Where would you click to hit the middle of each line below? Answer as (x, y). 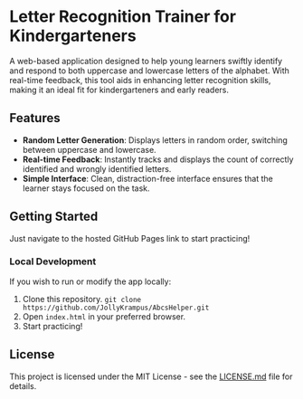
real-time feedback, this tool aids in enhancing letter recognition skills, (140, 80)
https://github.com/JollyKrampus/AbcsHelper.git (116, 308)
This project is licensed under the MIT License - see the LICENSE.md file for (151, 376)
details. (23, 385)
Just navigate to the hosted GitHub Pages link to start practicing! (130, 238)
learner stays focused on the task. (86, 188)
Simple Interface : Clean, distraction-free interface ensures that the (147, 178)
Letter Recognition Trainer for (123, 17)
